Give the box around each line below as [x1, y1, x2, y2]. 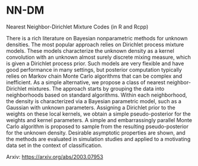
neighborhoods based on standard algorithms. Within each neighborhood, [6, 91, 187, 98]
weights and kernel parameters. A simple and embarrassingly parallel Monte [6, 116, 193, 123]
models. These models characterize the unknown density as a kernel [6, 47, 175, 54]
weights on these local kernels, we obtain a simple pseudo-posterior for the [6, 110, 191, 117]
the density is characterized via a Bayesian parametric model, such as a [6, 97, 182, 104]
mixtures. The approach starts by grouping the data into [27, 85, 165, 92]
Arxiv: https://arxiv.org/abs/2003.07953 [6, 153, 104, 160]
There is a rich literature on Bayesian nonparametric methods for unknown [6, 34, 188, 41]
